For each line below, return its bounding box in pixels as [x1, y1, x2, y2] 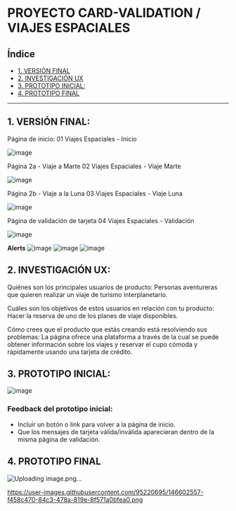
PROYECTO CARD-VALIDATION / [7, 5, 202, 21]
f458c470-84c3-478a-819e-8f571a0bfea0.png [7, 495, 143, 504]
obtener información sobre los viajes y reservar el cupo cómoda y [7, 340, 198, 348]
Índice [7, 48, 35, 60]
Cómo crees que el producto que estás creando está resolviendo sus [7, 325, 207, 334]
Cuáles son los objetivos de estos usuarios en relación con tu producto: [7, 304, 214, 313]
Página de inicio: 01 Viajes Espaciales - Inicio [7, 134, 137, 143]
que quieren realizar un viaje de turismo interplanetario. [7, 290, 168, 298]
